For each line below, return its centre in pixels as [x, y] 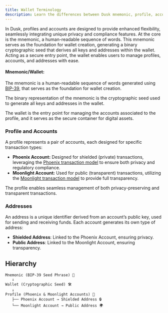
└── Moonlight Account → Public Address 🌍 [57, 306]
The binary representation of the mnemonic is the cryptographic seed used [83, 98]
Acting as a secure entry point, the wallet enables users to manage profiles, [83, 55]
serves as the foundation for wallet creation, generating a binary [71, 44]
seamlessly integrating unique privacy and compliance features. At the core [83, 34]
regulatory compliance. [36, 167]
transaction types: [24, 147]
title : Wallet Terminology [33, 10]
